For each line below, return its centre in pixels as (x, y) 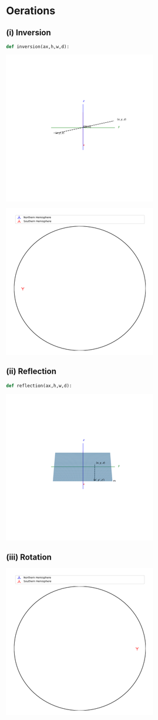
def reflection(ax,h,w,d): (39, 386)
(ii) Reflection (31, 371)
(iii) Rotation (29, 557)
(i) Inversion (28, 33)
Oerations (31, 11)
